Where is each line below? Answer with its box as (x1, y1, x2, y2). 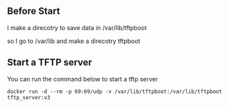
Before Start (7, 5, 60, 17)
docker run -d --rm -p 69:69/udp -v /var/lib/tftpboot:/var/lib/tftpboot (7, 88, 223, 95)
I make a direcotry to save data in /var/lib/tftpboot (7, 23, 147, 31)
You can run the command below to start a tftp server (7, 75, 158, 83)
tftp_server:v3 (7, 94, 51, 101)
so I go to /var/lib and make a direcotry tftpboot (7, 37, 141, 45)
